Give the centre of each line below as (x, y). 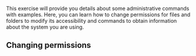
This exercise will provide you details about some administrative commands (98, 8)
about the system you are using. (45, 27)
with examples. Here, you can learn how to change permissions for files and (98, 15)
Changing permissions (49, 45)
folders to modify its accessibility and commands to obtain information (92, 21)
